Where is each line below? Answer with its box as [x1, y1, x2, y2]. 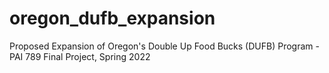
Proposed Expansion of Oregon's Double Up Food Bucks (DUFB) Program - [9, 40, 320, 52]
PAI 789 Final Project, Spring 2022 [9, 50, 151, 62]
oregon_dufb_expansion [9, 7, 216, 30]
